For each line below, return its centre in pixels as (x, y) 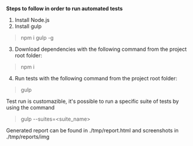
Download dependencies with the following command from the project (101, 49)
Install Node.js (32, 20)
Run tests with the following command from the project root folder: (96, 78)
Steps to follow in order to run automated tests (65, 9)
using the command (30, 108)
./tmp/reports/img (28, 137)
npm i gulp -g (37, 38)
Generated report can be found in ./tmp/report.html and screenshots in (92, 130)
